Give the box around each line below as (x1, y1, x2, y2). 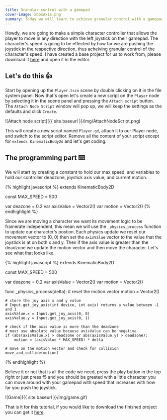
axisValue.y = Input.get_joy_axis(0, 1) (5, 315, 90, 320)
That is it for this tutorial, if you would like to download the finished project (5, 404, 157, 410)
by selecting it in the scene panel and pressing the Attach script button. (5, 98, 154, 104)
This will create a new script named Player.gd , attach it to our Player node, (5, 128, 158, 134)
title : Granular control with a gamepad (5, 7, 90, 12)
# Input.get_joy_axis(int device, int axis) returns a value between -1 (5, 303, 159, 308)
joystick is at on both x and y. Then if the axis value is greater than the (5, 239, 149, 245)
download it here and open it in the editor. (5, 57, 91, 63)
